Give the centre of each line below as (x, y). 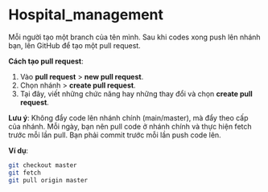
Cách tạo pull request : (46, 61)
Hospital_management (86, 15)
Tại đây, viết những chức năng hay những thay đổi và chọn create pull (136, 93)
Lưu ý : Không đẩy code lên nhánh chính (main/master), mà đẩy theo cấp (128, 117)
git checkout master (43, 165)
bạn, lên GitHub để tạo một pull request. (74, 45)
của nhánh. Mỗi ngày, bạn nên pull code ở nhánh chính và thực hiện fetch (130, 126)
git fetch (25, 173)
